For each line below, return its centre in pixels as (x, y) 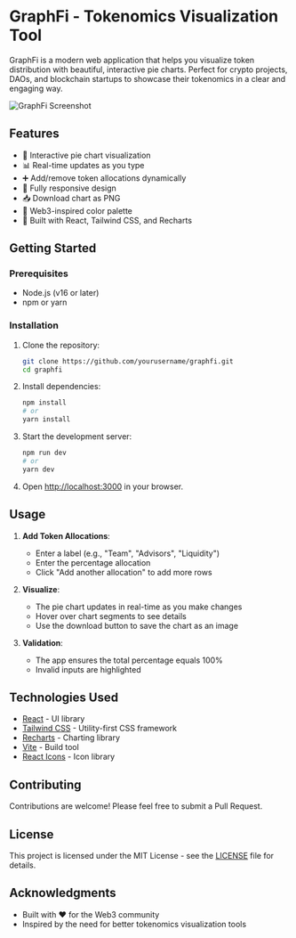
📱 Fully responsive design (69, 188)
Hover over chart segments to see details (111, 616)
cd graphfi (42, 370)
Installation (34, 325)
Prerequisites (39, 273)
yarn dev (38, 469)
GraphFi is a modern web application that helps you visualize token (132, 60)
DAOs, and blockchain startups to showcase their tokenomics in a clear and (148, 78)
